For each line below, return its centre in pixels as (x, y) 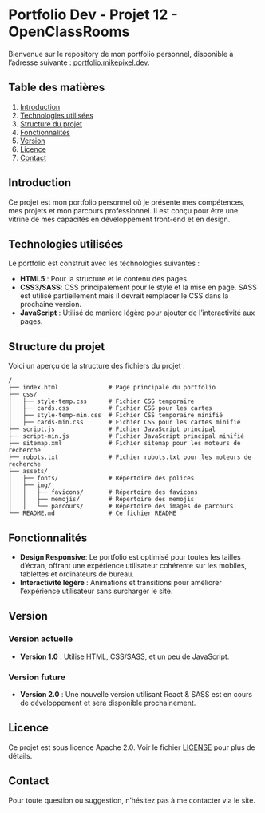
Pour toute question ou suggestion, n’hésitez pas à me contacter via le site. (132, 800)
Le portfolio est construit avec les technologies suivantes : (104, 263)
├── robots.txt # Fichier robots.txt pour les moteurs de (130, 457)
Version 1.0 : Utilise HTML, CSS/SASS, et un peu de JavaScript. (125, 656)
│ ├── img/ (30, 485)
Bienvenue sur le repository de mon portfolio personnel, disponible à (121, 54)
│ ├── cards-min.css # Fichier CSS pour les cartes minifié (125, 422)
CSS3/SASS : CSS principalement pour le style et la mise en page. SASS (138, 287)
